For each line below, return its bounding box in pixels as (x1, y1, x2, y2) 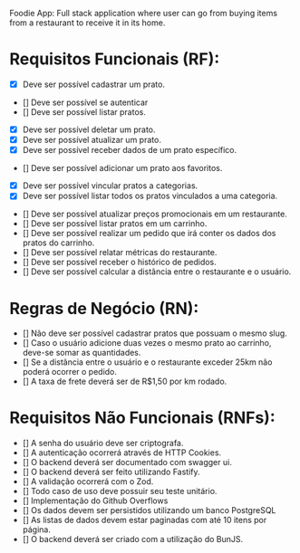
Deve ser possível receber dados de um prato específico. (22, 145, 237, 156)
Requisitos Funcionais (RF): (9, 49, 220, 70)
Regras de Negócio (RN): (9, 298, 199, 319)
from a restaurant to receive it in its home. (9, 17, 166, 28)
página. (22, 524, 52, 535)
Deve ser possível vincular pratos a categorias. (22, 180, 198, 191)
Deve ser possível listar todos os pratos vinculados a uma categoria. (22, 190, 278, 202)
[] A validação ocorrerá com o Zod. (22, 476, 154, 487)
